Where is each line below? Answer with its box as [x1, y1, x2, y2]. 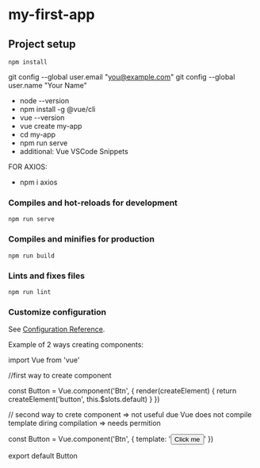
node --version [19, 96, 70, 105]
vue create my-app [19, 122, 82, 130]
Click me [174, 435, 201, 444]
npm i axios [19, 177, 58, 187]
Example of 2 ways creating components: [8, 340, 144, 350]
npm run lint [8, 288, 52, 296]
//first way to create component [8, 371, 113, 381]
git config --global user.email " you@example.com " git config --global [8, 72, 235, 81]
